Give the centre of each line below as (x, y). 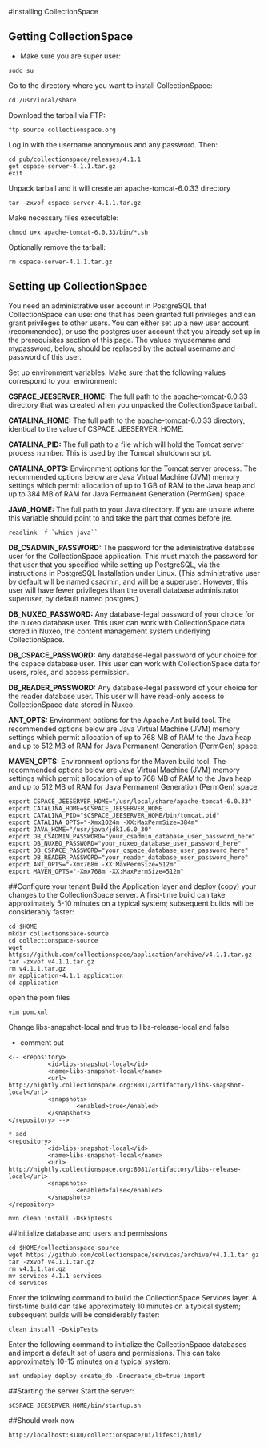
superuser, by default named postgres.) (74, 598)
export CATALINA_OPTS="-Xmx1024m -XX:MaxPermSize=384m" (103, 822)
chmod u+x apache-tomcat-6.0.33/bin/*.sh (78, 232)
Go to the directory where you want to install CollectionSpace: (111, 85)
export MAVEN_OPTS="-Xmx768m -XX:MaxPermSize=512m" (96, 871)
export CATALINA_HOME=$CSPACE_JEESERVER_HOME (85, 808)
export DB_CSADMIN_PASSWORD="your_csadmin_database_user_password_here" (132, 836)
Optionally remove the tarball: (57, 247)
